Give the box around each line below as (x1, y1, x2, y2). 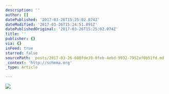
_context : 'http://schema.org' (5, 60, 72, 65)
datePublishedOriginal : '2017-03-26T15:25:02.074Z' (5, 27, 118, 32)
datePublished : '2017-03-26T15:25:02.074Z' (5, 17, 100, 22)
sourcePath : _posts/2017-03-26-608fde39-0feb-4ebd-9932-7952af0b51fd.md (5, 55, 164, 61)
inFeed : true (5, 46, 33, 51)
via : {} (5, 41, 22, 46)
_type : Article (5, 65, 38, 70)
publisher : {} (5, 36, 36, 42)
